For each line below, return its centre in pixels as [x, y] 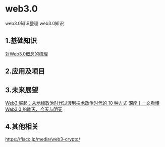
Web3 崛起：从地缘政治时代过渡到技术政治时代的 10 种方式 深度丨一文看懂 [82, 103]
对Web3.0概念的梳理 [26, 54]
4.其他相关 [22, 127]
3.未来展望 [22, 90]
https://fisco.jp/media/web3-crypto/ [43, 139]
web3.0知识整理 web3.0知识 [35, 23]
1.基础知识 [21, 41]
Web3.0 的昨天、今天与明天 [34, 109]
